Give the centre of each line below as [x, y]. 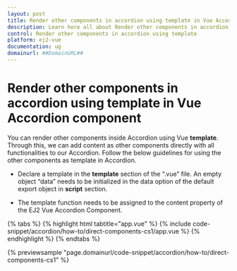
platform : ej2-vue [34, 40]
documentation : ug [34, 47]
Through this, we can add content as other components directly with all [111, 145]
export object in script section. [62, 188]
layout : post [26, 14]
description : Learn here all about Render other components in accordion [118, 27]
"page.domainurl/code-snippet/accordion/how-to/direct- [146, 252]
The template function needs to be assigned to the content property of [120, 203]
